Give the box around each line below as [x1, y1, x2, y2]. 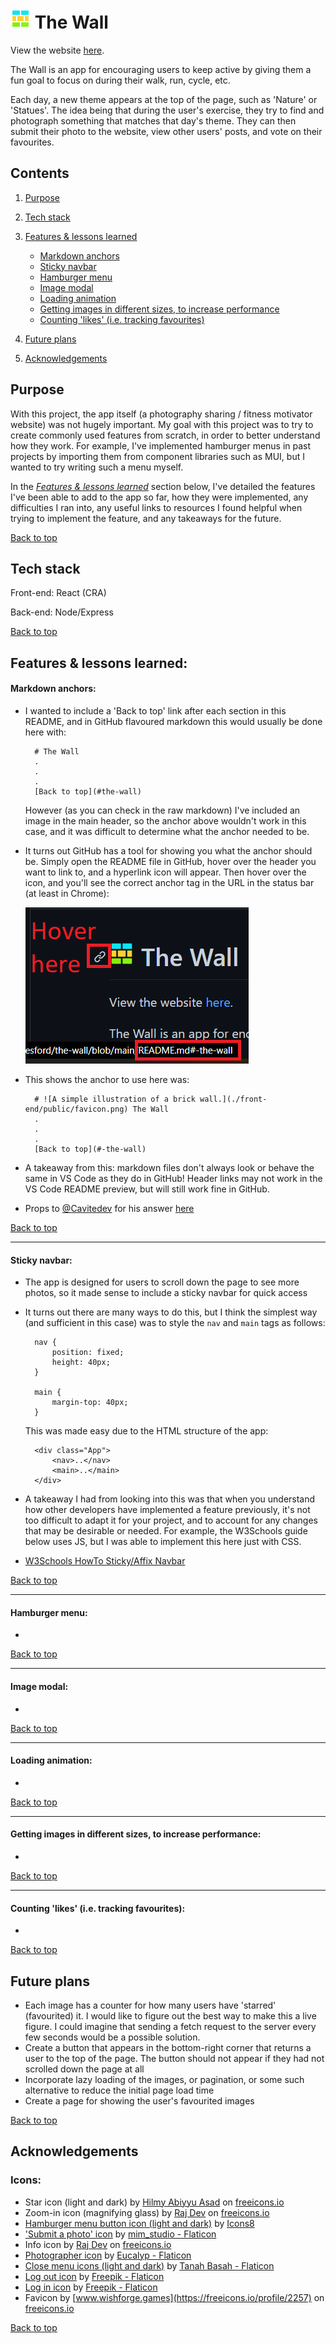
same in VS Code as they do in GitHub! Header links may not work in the [24, 1172, 323, 1184]
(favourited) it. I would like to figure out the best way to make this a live [24, 2010, 317, 2022]
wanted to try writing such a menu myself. [10, 461, 184, 473]
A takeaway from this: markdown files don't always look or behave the [24, 1161, 315, 1173]
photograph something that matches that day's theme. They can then [10, 114, 297, 127]
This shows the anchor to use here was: [24, 1073, 190, 1085]
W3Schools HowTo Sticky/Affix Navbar [24, 1555, 186, 1567]
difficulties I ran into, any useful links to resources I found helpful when [10, 501, 303, 513]
